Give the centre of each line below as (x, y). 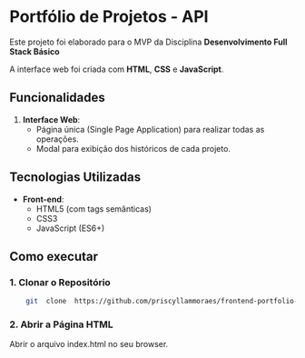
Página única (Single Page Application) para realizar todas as (150, 129)
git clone (46, 302)
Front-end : (43, 199)
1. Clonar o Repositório (60, 282)
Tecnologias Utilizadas (75, 178)
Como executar (54, 256)
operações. (57, 139)
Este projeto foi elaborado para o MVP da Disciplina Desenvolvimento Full (148, 42)
